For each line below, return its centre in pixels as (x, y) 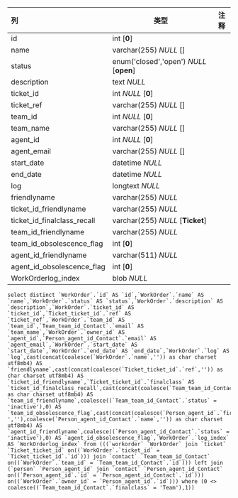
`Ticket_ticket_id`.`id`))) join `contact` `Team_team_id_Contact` (109, 457)
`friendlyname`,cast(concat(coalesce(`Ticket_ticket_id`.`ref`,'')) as (115, 369)
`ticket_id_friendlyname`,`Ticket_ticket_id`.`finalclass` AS (101, 382)
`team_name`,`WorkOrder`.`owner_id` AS (66, 332)
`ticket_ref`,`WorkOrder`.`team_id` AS (66, 320)
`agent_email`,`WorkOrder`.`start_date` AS (73, 345)
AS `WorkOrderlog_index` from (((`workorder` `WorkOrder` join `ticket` (117, 444)
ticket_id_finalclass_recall (53, 221)
